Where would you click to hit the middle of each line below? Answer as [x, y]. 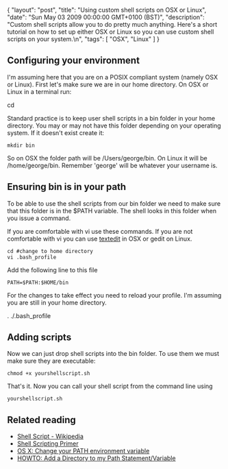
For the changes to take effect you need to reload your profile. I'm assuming [114, 295]
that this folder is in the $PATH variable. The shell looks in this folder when [112, 211]
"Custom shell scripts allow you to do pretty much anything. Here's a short [112, 24]
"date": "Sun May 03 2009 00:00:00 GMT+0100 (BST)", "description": [106, 17]
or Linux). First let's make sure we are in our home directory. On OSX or [108, 84]
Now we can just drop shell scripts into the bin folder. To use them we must [113, 354]
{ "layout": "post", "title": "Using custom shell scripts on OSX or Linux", [107, 10]
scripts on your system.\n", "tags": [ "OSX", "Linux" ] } [83, 39]
